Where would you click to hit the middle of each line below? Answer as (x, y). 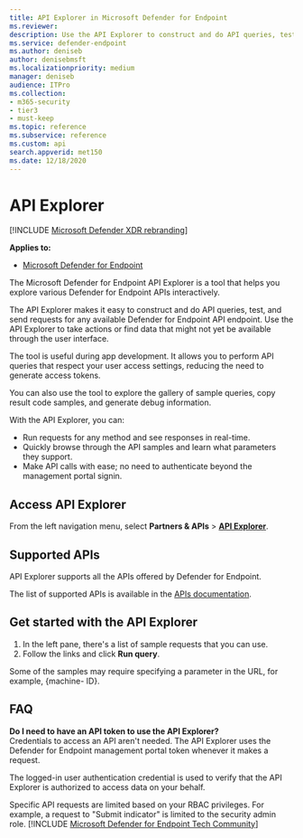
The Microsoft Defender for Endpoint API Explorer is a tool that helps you (145, 283)
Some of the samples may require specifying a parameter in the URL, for (144, 671)
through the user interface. (60, 339)
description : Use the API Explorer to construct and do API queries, (143, 34)
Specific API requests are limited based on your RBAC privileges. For (137, 805)
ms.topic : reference (48, 127)
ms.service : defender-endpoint (68, 43)
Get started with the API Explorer (104, 622)
